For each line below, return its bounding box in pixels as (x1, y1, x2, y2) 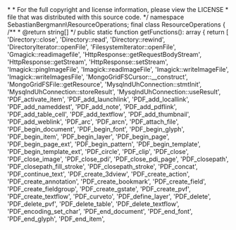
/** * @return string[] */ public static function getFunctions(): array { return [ (7, 28, 229, 36)
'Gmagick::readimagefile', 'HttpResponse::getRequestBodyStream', (7, 51, 202, 58)
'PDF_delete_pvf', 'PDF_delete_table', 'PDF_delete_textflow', (7, 200, 180, 208)
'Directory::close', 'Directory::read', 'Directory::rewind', (7, 35, 166, 44)
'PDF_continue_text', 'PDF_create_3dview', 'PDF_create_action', (7, 170, 190, 178)
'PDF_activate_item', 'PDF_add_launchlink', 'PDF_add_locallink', (7, 95, 190, 103)
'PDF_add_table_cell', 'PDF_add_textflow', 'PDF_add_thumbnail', (7, 110, 191, 118)
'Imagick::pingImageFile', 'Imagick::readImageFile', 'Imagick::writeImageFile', (7, 65, 229, 73)
